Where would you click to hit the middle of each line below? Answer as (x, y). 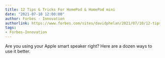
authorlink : (17, 23)
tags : (11, 28)
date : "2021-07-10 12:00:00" (35, 14)
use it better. (18, 51)
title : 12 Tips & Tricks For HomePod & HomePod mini (60, 10)
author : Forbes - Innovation (35, 19)
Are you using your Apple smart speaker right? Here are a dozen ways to (79, 46)
